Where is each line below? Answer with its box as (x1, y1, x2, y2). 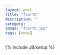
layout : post (5, 7, 32, 12)
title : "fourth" (5, 12, 39, 17)
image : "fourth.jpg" (5, 26, 48, 31)
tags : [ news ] (5, 30, 32, 35)
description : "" (5, 16, 39, 21)
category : (5, 21, 26, 26)
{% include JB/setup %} (5, 44, 55, 50)
